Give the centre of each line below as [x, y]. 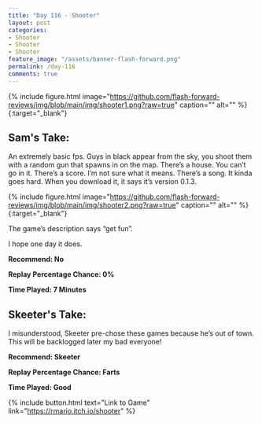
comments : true [33, 74]
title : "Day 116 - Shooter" [54, 15]
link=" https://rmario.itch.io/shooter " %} [72, 411]
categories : [28, 30]
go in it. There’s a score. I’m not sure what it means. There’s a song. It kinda [130, 173]
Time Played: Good [40, 388]
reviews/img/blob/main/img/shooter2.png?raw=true [92, 205]
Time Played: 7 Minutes [47, 290]
